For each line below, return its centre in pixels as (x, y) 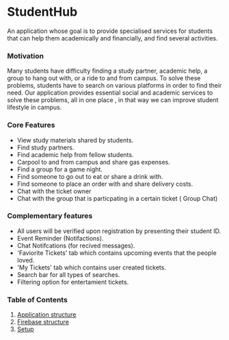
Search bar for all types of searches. (68, 274)
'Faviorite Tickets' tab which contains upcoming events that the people (117, 253)
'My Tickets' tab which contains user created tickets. (91, 267)
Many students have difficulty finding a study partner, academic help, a (107, 71)
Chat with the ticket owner (54, 191)
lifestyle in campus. (35, 108)
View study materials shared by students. (75, 140)
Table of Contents (38, 300)
